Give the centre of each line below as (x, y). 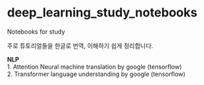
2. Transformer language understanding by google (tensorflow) (97, 74)
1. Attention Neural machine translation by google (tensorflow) (94, 66)
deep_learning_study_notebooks (102, 13)
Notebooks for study (36, 32)
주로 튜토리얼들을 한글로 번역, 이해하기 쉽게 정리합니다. (80, 45)
